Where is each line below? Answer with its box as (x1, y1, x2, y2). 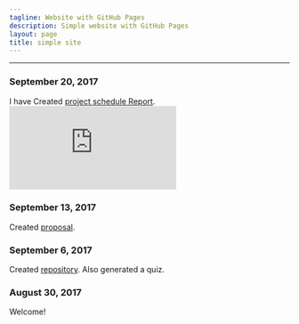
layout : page (9, 29, 58, 38)
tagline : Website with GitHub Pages (9, 12, 145, 22)
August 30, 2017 (9, 287, 82, 299)
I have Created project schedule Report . (9, 95, 156, 107)
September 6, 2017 (9, 244, 93, 256)
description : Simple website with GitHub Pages (9, 21, 190, 30)
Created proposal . (9, 222, 76, 232)
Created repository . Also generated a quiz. (9, 264, 166, 275)
